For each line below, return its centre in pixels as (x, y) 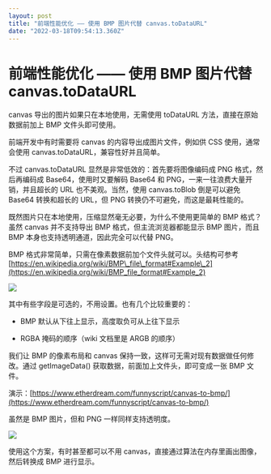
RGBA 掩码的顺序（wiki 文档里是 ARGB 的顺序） (100, 339)
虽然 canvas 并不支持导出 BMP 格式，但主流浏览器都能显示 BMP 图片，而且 (134, 227)
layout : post (30, 16)
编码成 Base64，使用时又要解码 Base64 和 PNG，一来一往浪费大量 (134, 180)
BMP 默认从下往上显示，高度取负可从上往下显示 (100, 322)
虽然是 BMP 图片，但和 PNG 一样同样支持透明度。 (92, 419)
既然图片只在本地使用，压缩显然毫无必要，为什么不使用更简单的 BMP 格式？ (135, 217)
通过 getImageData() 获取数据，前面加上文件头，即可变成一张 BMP (133, 366)
